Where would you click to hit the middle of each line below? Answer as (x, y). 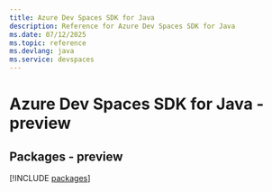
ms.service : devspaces (52, 59)
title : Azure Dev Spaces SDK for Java (82, 18)
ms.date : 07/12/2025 (48, 34)
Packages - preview (66, 156)
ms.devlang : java (42, 51)
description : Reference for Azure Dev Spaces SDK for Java (122, 26)
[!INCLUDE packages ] (50, 178)
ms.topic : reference (48, 43)
